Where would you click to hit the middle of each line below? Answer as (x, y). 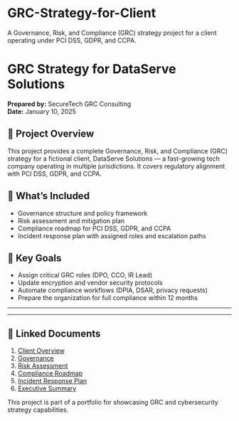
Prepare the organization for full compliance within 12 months (107, 298)
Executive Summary (47, 388)
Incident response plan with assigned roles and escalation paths (112, 235)
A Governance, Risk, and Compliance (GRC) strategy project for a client (112, 33)
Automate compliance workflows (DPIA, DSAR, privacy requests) (113, 290)
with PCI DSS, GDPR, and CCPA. (54, 174)
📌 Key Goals (34, 258)
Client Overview (41, 351)
